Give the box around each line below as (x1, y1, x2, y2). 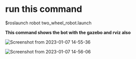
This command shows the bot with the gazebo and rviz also (5, 29, 131, 35)
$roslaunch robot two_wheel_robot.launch (5, 20, 92, 26)
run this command (5, 3, 82, 15)
